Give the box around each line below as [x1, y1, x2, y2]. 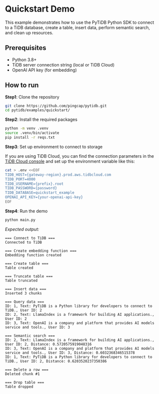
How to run [5, 81, 39, 89]
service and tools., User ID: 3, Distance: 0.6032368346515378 [5, 350, 135, 355]
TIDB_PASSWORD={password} [5, 186, 57, 191]
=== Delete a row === [5, 367, 49, 372]
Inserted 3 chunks [5, 291, 42, 295]
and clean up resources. [5, 30, 54, 35]
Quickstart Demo [5, 3, 75, 15]
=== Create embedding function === [5, 248, 77, 253]
